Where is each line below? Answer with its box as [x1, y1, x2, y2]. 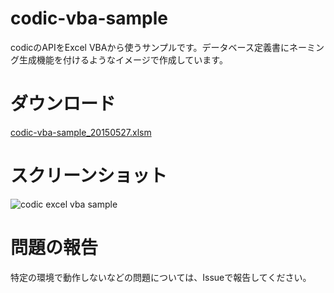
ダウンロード [10, 93, 117, 116]
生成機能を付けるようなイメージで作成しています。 [18, 53, 228, 66]
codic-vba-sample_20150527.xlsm [10, 126, 152, 138]
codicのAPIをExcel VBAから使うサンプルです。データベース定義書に [10, 41, 290, 53]
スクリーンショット [10, 165, 168, 187]
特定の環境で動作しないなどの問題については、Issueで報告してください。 [10, 271, 312, 283]
